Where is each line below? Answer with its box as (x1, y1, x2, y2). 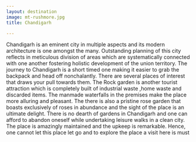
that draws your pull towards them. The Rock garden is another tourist (6, 79, 178, 86)
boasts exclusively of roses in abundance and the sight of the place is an (6, 104, 184, 111)
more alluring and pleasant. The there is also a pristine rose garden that (6, 98, 181, 105)
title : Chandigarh (6, 20, 52, 25)
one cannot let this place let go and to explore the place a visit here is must (6, 129, 190, 136)
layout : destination (6, 8, 58, 15)
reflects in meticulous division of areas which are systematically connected (6, 54, 190, 61)
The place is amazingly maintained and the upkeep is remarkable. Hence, (6, 122, 186, 130)
